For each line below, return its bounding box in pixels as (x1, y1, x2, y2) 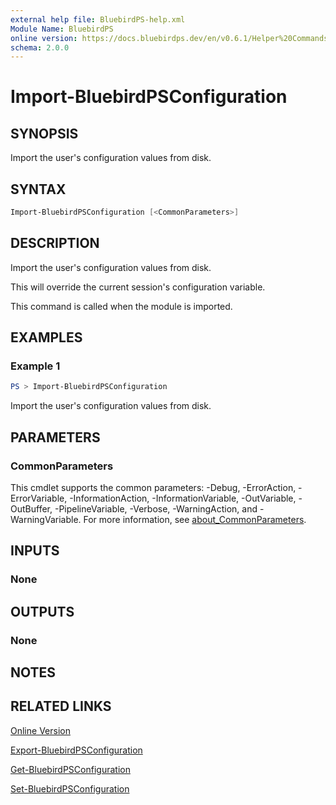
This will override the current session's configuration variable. (10, 281, 266, 293)
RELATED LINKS (10, 698, 112, 715)
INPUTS (10, 542, 60, 560)
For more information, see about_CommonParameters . (83, 514, 307, 525)
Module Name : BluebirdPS (10, 24, 114, 34)
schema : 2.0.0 (10, 42, 70, 53)
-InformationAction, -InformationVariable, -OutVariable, (69, 492, 297, 504)
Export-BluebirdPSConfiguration (10, 744, 143, 756)
